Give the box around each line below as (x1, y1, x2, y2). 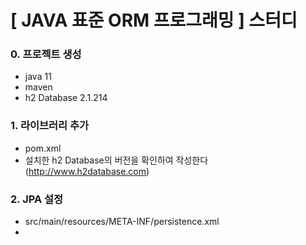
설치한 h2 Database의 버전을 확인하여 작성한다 (24, 154, 209, 166)
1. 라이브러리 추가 (10, 119, 90, 133)
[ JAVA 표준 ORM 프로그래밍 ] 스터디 (10, 9, 298, 32)
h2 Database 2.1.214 (24, 92, 108, 104)
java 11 (24, 71, 52, 83)
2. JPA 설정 (10, 192, 64, 206)
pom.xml (24, 142, 62, 154)
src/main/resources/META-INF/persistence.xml (24, 216, 220, 228)
